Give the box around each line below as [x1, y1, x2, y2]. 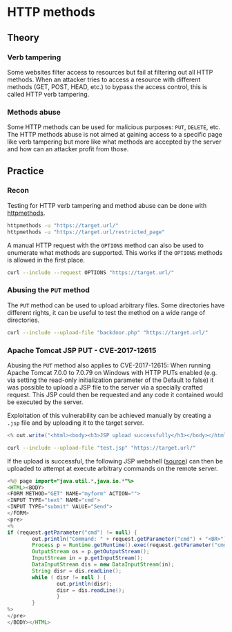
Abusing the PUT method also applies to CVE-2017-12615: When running [7, 361, 211, 370]
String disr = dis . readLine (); [32, 567, 122, 574]
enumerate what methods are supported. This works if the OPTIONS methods [7, 248, 223, 256]
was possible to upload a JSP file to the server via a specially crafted [7, 383, 204, 391]
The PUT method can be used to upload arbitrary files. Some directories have [7, 301, 225, 309]
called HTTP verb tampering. [7, 90, 90, 98]
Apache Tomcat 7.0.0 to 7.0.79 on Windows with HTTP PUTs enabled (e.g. [7, 368, 217, 376]
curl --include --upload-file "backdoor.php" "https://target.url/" [7, 329, 209, 336]
